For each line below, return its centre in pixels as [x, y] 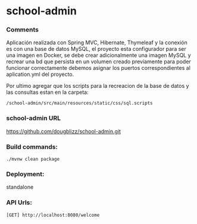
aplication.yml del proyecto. [40, 74]
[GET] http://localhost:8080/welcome [53, 215]
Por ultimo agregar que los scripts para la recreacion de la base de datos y [98, 86]
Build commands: [32, 146]
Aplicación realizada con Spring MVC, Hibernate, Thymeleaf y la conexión [97, 42]
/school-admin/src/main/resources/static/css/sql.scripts [79, 103]
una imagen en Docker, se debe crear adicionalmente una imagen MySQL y [99, 56]
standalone [20, 187]
